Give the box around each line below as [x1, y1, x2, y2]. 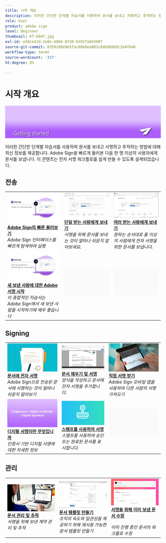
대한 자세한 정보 [7, 447, 38, 452]
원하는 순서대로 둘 [113, 231, 148, 237]
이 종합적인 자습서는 [7, 295, 46, 301]
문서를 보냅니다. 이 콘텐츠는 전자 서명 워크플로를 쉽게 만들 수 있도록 [5, 156, 134, 162]
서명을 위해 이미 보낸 [111, 507, 151, 513]
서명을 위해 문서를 [64, 231, 99, 237]
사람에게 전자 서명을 [118, 238, 157, 244]
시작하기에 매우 [16, 307, 46, 313]
